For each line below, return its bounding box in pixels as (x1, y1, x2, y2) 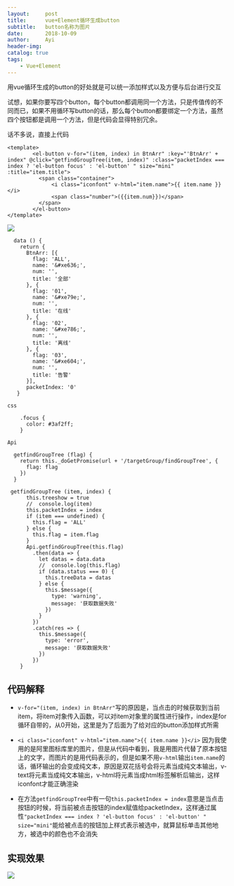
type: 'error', (44, 637, 90, 644)
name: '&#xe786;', (32, 326, 86, 333)
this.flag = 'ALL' (32, 519, 86, 526)
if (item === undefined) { (25, 513, 105, 520)
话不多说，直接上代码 (7, 130, 69, 138)
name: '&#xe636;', (32, 261, 86, 269)
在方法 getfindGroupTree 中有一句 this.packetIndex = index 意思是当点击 (17, 795, 224, 803)
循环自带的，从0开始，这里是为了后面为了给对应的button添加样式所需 (17, 721, 219, 729)
